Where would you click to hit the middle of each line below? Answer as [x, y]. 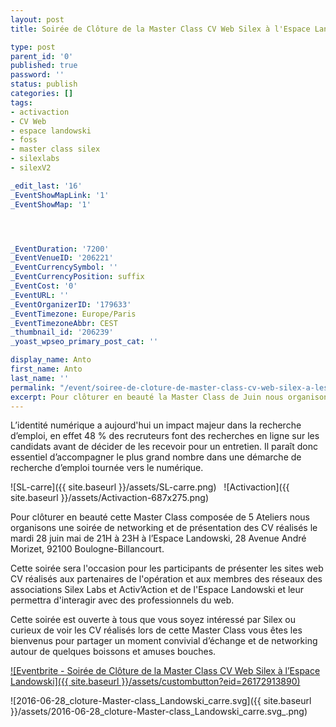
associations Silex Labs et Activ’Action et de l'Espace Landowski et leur [157, 590]
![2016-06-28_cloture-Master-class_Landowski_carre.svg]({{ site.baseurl [161, 701]
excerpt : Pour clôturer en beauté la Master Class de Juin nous [147, 397]
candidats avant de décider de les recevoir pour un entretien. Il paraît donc [164, 447]
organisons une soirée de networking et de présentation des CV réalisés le [164, 528]
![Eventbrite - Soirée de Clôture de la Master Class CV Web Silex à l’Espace [165, 671]
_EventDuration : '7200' [60, 249]
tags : [21, 102]
